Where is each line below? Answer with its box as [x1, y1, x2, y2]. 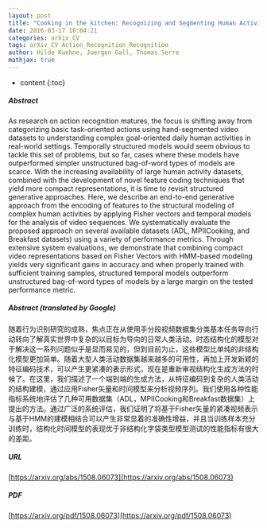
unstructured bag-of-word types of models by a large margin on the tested [8, 276, 253, 286]
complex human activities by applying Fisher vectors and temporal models [8, 208, 252, 219]
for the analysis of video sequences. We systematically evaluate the [8, 217, 230, 227]
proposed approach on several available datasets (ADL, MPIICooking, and [8, 226, 250, 235]
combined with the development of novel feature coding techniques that [8, 175, 245, 184]
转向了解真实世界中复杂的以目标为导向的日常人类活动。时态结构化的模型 [14, 334, 252, 344]
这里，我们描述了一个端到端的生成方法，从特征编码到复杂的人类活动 [35, 374, 259, 383]
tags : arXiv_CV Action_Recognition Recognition [8, 41, 169, 49]
